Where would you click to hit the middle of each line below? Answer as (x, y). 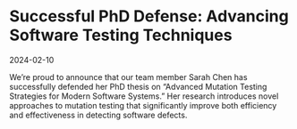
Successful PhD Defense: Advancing (149, 16)
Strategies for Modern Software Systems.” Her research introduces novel (144, 96)
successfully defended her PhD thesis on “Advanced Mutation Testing (138, 86)
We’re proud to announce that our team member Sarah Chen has (128, 77)
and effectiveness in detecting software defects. (98, 115)
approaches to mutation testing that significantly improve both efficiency (143, 105)
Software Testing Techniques (121, 35)
